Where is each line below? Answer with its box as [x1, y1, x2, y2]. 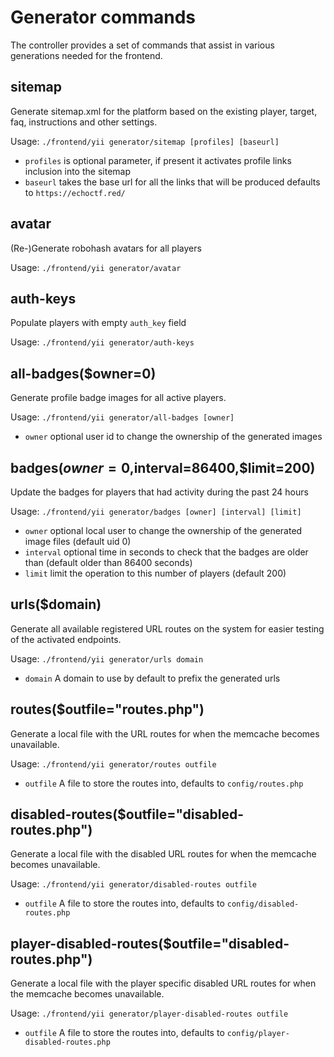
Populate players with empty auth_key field [10, 317, 187, 329]
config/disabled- [226, 899, 300, 910]
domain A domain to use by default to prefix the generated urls [24, 672, 281, 684]
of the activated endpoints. [10, 633, 122, 645]
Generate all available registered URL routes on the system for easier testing [10, 622, 325, 635]
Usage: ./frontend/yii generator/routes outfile [10, 757, 217, 770]
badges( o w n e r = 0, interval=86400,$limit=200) [10, 459, 316, 476]
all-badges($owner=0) [10, 365, 157, 382]
